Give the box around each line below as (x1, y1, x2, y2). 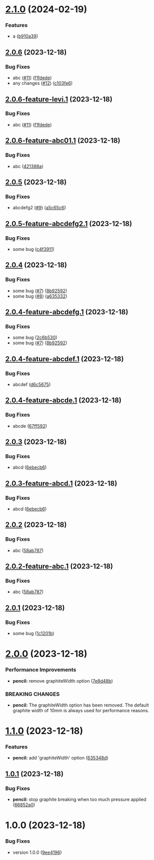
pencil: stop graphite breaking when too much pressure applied (12, 797, 146, 803)
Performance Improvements (5, 666, 77, 674)
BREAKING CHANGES (5, 690, 60, 697)
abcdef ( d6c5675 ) (12, 381, 51, 387)
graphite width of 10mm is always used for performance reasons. (12, 707, 149, 713)
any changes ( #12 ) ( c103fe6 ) (12, 80, 73, 86)
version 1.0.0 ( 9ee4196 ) (12, 849, 62, 855)
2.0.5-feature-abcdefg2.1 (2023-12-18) (5, 219, 132, 228)
